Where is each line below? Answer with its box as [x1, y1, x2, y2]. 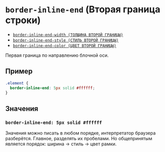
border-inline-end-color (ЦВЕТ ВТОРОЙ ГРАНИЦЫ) [12, 43, 116, 48]
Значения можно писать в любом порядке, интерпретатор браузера [5, 130, 156, 136]
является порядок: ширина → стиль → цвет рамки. [5, 141, 117, 147]
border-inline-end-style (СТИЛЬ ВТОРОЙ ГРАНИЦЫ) [12, 37, 119, 43]
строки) [5, 14, 41, 26]
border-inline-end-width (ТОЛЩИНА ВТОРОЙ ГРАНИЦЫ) [12, 32, 123, 37]
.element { [5, 80, 29, 85]
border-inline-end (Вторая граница [5, 4, 160, 15]
